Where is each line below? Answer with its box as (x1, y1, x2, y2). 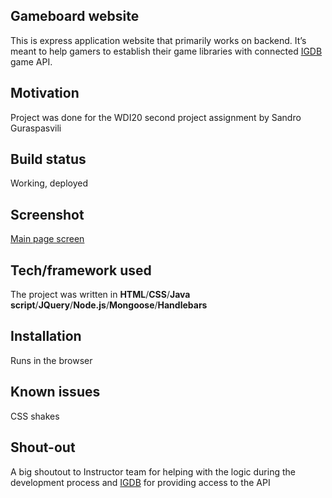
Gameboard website (10, 8, 140, 25)
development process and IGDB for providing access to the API (10, 476, 271, 488)
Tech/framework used (10, 262, 152, 279)
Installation (10, 328, 82, 345)
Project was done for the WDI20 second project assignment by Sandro (10, 111, 302, 123)
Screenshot (10, 206, 85, 223)
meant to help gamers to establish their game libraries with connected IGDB (10, 45, 323, 57)
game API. (10, 55, 53, 68)
